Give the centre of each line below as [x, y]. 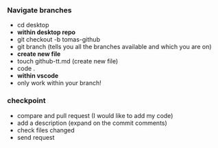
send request [36, 137]
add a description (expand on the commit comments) [92, 123]
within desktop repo [46, 32]
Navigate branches [39, 10]
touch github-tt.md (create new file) [68, 61]
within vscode [38, 76]
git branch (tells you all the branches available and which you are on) [114, 47]
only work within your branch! [59, 83]
